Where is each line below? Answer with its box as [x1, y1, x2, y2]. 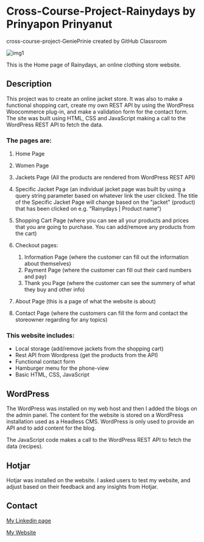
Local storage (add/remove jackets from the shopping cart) [15, 345, 164, 352]
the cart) [15, 230, 37, 237]
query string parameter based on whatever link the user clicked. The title [15, 192, 198, 200]
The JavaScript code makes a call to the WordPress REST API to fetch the [6, 436, 191, 444]
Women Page [15, 162, 49, 169]
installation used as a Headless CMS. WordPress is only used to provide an [6, 418, 194, 425]
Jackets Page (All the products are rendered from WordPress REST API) [15, 174, 195, 181]
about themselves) [24, 260, 71, 267]
